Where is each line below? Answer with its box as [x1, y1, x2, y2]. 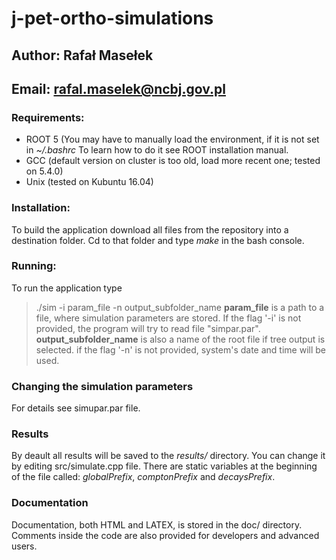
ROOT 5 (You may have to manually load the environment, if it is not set [25, 133, 320, 146]
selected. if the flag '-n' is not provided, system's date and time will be [35, 343, 326, 356]
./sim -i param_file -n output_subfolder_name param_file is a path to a [35, 301, 325, 313]
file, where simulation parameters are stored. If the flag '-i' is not [35, 312, 302, 324]
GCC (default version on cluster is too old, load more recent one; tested [25, 155, 321, 167]
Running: [11, 259, 57, 273]
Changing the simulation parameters [11, 379, 194, 393]
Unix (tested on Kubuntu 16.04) [25, 176, 154, 188]
